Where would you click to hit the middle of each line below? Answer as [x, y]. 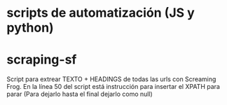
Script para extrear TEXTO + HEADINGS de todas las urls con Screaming [111, 79]
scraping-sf [42, 60]
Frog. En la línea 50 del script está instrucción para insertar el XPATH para [113, 87]
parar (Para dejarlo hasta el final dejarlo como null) [80, 94]
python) [30, 28]
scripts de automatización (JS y [101, 13]
